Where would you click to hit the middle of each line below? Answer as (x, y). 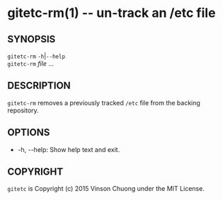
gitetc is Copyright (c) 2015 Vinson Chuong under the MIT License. (106, 189)
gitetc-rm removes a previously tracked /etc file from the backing (104, 102)
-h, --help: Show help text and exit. (69, 149)
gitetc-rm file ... (31, 64)
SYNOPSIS (32, 39)
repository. (23, 110)
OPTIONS (29, 133)
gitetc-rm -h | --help (36, 56)
